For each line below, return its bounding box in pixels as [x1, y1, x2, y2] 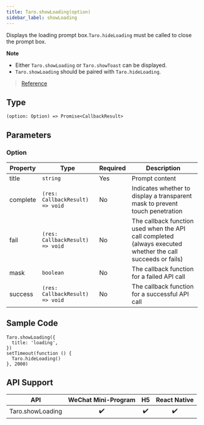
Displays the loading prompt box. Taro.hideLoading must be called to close [6, 31, 192, 38]
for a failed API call [131, 272, 185, 281]
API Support [6, 378, 53, 388]
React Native [155, 395, 194, 404]
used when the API [131, 225, 186, 233]
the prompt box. [6, 38, 47, 45]
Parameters [6, 130, 52, 140]
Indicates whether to [131, 184, 191, 192]
